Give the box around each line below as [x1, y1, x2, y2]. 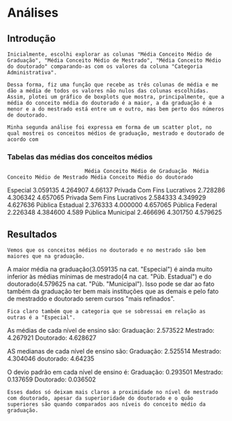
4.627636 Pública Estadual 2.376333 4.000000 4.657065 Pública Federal [7, 201, 217, 209]
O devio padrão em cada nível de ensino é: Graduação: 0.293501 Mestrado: [7, 368, 224, 377]
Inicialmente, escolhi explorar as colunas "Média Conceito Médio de [7, 51, 213, 58]
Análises [7, 5, 59, 21]
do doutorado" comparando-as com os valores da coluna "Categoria [7, 63, 203, 70]
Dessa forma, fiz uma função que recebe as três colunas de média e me [7, 81, 218, 88]
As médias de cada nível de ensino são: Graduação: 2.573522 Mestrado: [7, 327, 215, 335]
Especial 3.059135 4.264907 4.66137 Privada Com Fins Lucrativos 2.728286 [7, 186, 226, 195]
